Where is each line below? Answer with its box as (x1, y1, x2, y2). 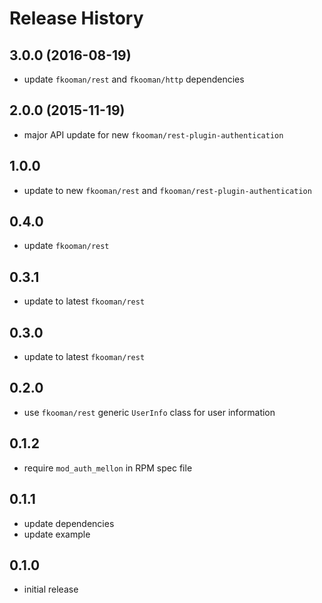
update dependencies (23, 517, 115, 529)
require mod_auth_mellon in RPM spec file (23, 462, 193, 474)
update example (23, 528, 91, 540)
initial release (23, 583, 79, 596)
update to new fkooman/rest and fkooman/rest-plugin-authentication (23, 184, 312, 196)
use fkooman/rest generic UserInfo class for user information (23, 406, 276, 418)
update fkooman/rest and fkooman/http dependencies (23, 73, 245, 85)
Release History (9, 7, 144, 30)
